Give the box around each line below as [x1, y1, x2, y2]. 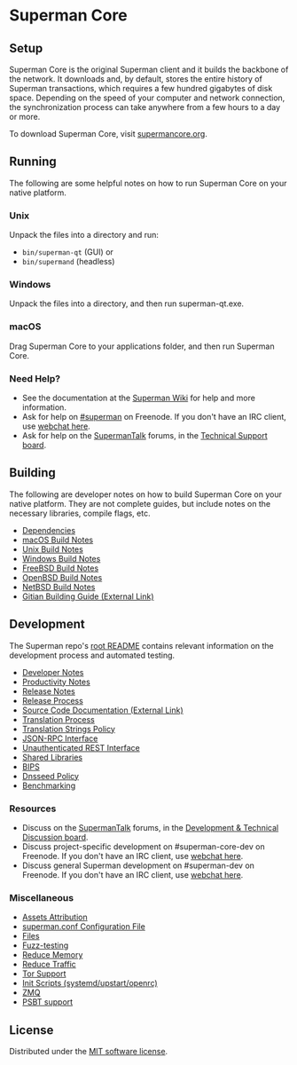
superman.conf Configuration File [21, 921, 146, 932]
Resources [9, 802, 57, 815]
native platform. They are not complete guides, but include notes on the [9, 498, 271, 509]
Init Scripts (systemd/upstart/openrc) [21, 978, 158, 989]
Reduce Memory [21, 950, 83, 960]
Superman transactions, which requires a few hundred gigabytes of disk [9, 83, 273, 93]
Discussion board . [21, 832, 89, 842]
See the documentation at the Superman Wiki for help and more [21, 392, 255, 403]
